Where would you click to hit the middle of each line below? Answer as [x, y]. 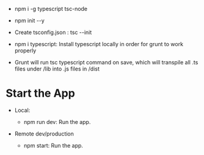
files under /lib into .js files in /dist [57, 69]
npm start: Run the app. [53, 145]
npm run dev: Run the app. [57, 122]
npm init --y [30, 20]
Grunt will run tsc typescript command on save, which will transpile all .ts [106, 62]
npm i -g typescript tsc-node [51, 9]
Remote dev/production [44, 134]
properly [25, 50]
